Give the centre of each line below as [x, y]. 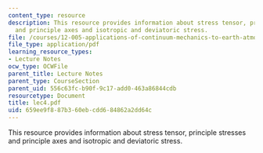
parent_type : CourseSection [54, 81]
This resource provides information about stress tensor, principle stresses [127, 133]
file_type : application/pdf [54, 45]
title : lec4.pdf [34, 103]
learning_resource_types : [50, 52]
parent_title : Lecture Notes [56, 74]
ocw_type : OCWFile [38, 67]
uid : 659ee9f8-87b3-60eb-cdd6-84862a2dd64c [80, 111]
